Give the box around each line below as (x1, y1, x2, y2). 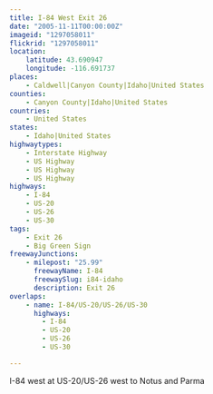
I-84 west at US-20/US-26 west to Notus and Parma (9, 375, 206, 386)
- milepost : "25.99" (25, 258, 103, 268)
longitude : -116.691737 (25, 64, 116, 74)
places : (9, 73, 39, 82)
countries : (9, 106, 51, 115)
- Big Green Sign (25, 241, 92, 251)
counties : (9, 89, 47, 98)
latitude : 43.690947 (25, 55, 103, 64)
